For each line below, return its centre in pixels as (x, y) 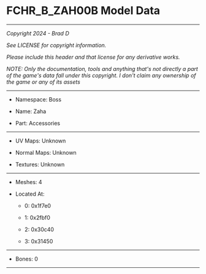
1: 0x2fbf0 (37, 217)
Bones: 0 (26, 259)
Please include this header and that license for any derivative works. (93, 57)
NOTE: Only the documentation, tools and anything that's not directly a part (102, 68)
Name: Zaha (31, 111)
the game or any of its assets (44, 82)
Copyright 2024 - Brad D (38, 33)
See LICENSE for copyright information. (56, 45)
